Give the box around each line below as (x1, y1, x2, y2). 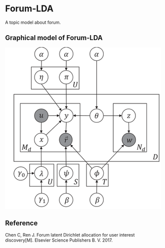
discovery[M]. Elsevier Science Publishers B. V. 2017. (5, 237, 113, 243)
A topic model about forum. (5, 19, 61, 25)
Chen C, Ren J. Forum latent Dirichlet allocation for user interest (5, 232, 135, 238)
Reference (5, 219, 38, 227)
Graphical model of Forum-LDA (5, 34, 103, 42)
